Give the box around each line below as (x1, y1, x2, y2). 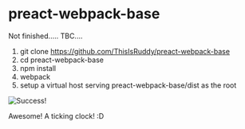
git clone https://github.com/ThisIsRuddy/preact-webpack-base (19, 46, 230, 56)
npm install (19, 63, 57, 72)
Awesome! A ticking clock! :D (8, 111, 105, 120)
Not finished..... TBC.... (8, 31, 83, 41)
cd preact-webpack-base (19, 55, 104, 64)
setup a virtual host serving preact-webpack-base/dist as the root (19, 80, 237, 90)
